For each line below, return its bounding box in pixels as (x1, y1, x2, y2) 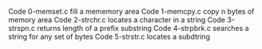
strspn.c (8, 24, 36, 32)
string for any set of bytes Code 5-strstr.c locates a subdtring (8, 32, 210, 41)
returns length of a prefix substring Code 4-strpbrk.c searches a (37, 24, 249, 32)
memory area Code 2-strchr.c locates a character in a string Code (8, 15, 226, 24)
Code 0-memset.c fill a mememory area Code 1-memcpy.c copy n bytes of (8, 7, 255, 16)
